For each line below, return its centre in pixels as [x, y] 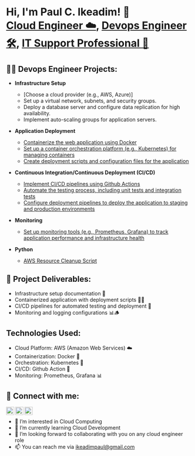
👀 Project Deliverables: [48, 279]
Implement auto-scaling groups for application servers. [90, 119]
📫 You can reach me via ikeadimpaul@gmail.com [75, 447]
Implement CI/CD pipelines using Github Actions [82, 184]
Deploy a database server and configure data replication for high [102, 107]
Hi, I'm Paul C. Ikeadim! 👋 [68, 12]
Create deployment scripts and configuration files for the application [106, 161]
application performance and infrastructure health [84, 238]
